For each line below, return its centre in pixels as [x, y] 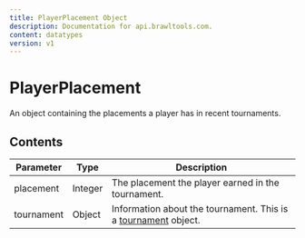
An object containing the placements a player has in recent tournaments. [145, 114]
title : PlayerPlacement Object [69, 18]
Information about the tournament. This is [200, 208]
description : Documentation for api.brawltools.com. [111, 26]
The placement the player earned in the [196, 183]
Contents [36, 142]
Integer [88, 188]
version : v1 [32, 43]
